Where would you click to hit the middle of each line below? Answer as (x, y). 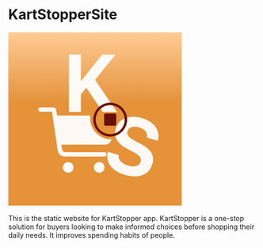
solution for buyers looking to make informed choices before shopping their (131, 227)
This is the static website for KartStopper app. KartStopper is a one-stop (126, 218)
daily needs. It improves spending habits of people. (92, 235)
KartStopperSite (63, 15)
